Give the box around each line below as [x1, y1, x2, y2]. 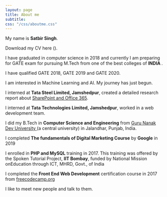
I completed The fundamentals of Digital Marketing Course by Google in [5, 135, 158, 141]
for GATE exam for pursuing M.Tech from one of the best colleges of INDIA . [5, 60, 163, 66]
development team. [5, 110, 45, 116]
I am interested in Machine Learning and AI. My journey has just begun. [5, 80, 153, 86]
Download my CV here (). [5, 45, 58, 51]
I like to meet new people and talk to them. [5, 186, 93, 192]
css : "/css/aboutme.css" [5, 21, 57, 27]
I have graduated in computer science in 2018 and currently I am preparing [5, 55, 160, 61]
